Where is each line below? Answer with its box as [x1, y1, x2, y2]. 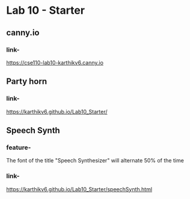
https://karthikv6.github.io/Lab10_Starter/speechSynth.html [6, 185, 152, 192]
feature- [6, 143, 31, 152]
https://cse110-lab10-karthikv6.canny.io [6, 59, 104, 66]
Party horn [6, 76, 47, 87]
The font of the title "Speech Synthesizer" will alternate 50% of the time [6, 157, 185, 164]
